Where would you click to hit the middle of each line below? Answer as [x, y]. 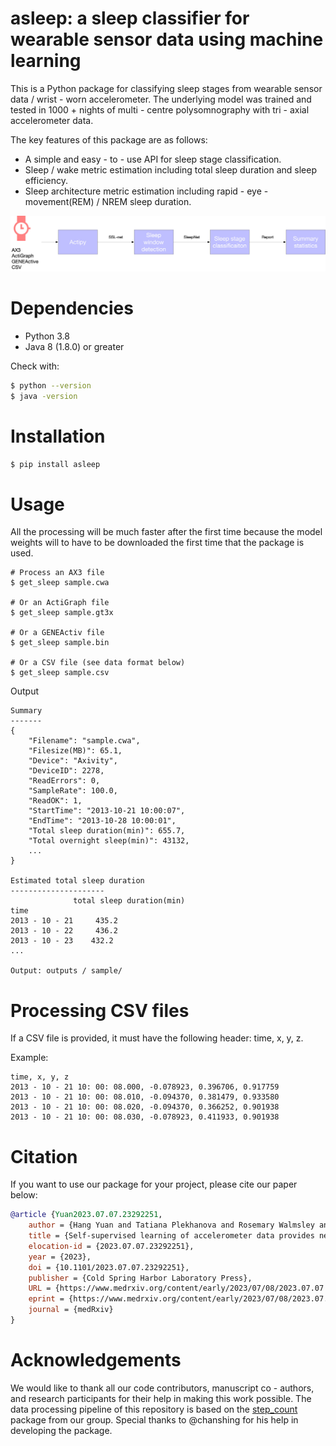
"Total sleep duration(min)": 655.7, [107, 831]
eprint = [46, 1299]
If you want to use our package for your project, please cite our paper [154, 1184]
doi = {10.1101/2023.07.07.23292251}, [109, 1267]
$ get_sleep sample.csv [60, 673]
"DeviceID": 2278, [66, 771]
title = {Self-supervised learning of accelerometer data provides [171, 1236]
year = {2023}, [60, 1257]
